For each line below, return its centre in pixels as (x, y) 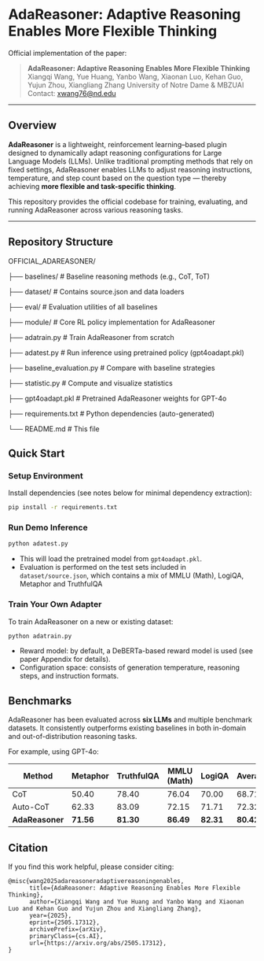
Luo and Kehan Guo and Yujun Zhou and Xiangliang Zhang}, (105, 909)
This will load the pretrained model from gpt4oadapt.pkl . (111, 559)
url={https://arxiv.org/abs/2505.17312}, (98, 943)
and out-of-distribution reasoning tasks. (73, 737)
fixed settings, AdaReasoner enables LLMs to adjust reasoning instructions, (130, 169)
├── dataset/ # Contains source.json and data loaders (96, 291)
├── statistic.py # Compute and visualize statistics (90, 383)
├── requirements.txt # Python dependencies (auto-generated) (111, 413)
